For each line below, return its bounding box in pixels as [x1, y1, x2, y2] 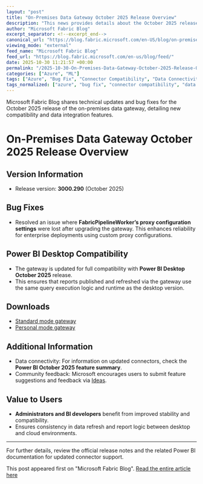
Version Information [6, 169, 83, 179]
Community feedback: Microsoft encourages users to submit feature [14, 371, 186, 378]
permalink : [6, 65, 34, 71]
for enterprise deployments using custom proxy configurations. [14, 231, 173, 238]
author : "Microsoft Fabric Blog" [6, 25, 91, 32]
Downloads [6, 302, 50, 312]
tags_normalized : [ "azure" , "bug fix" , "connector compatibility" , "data [6, 82, 196, 88]
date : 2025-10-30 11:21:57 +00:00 [6, 59, 94, 65]
